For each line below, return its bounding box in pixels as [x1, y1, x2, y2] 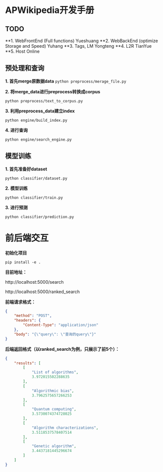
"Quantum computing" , [31, 407, 77, 412]
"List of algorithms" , [31, 370, 79, 375]
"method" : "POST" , [14, 314, 52, 318]
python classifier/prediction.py [5, 214, 74, 219]
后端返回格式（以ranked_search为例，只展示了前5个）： [5, 346, 120, 352]
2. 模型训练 [5, 185, 28, 191]
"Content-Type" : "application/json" [23, 322, 99, 328]
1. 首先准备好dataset [5, 166, 48, 172]
